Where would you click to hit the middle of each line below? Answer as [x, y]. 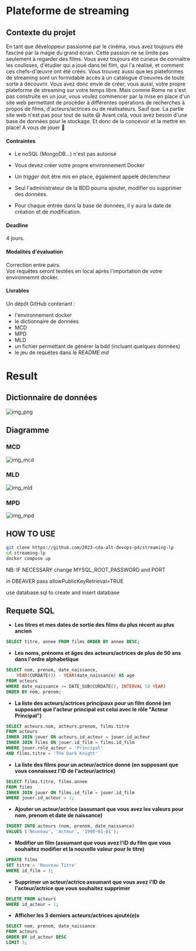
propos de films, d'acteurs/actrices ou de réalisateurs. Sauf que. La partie [95, 109]
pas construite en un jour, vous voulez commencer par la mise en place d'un [98, 96]
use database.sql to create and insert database [63, 592]
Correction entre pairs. [33, 264]
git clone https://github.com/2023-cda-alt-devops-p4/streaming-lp [90, 547]
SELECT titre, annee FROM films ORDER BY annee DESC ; [73, 642]
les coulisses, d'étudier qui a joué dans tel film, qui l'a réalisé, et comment [95, 65]
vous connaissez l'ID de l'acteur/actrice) [65, 771]
